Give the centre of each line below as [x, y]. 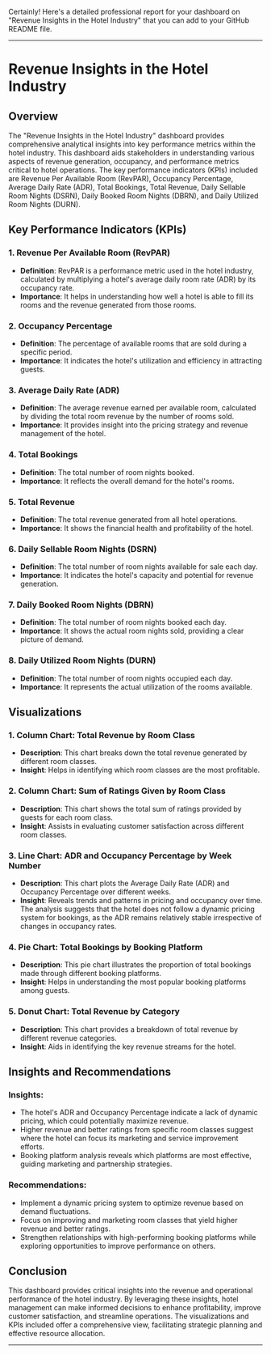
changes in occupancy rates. [68, 927]
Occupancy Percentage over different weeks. [96, 892]
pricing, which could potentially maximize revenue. [104, 1121]
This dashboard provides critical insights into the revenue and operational [131, 1291]
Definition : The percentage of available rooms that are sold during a [133, 343]
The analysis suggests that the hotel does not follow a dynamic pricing [138, 909]
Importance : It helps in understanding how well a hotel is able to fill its [137, 296]
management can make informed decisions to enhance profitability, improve [135, 1308]
